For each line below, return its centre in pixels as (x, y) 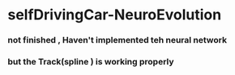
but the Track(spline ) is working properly (91, 62)
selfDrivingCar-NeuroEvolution (115, 15)
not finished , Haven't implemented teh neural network (117, 40)
